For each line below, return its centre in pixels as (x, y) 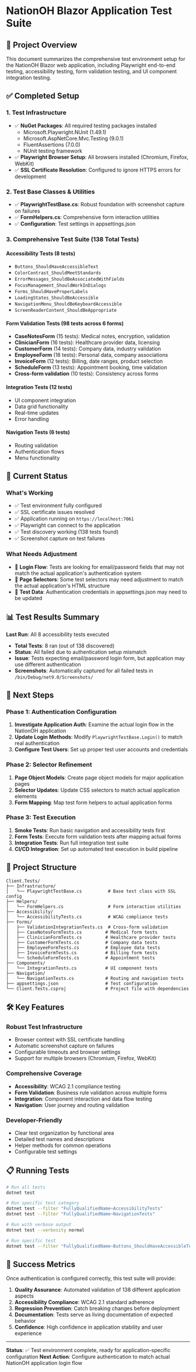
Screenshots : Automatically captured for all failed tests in (84, 670)
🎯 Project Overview (42, 45)
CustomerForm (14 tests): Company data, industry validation (88, 349)
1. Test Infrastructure (36, 113)
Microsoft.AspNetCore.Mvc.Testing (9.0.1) (73, 138)
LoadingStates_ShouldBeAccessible (56, 298)
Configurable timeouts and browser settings (67, 1052)
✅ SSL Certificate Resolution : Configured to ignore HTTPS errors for (97, 170)
